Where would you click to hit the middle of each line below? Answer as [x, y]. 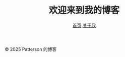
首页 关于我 [84, 25]
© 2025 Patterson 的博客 [31, 49]
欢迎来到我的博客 [84, 10]
